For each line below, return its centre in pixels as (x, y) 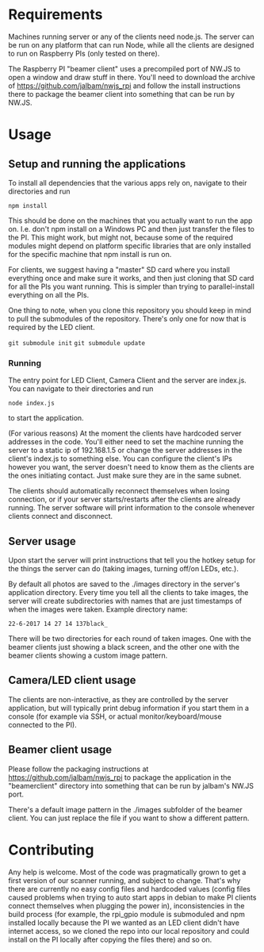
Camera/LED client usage (72, 680)
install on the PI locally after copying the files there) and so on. (110, 939)
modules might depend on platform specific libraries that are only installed (130, 246)
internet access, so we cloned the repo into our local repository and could (129, 931)
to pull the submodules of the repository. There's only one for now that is (127, 318)
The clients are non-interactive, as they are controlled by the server (118, 699)
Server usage (42, 541)
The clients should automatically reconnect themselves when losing (119, 491)
